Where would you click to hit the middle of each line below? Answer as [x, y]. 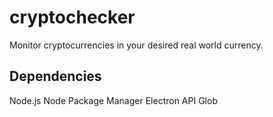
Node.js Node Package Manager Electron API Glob [113, 100]
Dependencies [55, 76]
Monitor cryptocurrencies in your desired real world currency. [136, 45]
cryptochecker [72, 17]
